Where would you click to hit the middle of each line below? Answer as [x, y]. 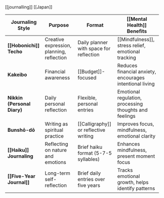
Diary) [15, 110]
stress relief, [131, 45]
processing [130, 104]
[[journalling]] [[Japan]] [29, 7]
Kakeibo [17, 75]
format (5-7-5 [95, 153]
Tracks [125, 170]
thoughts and [132, 110]
